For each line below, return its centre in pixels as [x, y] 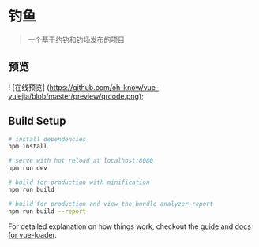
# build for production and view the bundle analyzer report [111, 204]
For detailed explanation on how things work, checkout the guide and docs [129, 226]
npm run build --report [47, 211]
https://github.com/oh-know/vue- [104, 87]
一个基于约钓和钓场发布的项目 [76, 39]
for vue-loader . [33, 234]
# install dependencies [47, 139]
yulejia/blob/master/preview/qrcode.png [74, 96]
